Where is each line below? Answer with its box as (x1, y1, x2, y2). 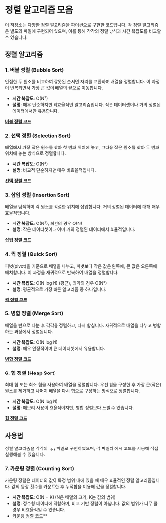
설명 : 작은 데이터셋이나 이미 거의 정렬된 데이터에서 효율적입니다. (12, 226, 136, 232)
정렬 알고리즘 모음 (5, 4, 73, 16)
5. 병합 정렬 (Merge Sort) (5, 310, 63, 317)
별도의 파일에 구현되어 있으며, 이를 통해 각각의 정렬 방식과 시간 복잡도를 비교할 (10, 28, 161, 34)
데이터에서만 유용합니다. (12, 108, 59, 114)
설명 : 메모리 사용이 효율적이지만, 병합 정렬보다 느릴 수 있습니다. (12, 405, 134, 411)
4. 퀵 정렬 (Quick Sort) (5, 251, 58, 258)
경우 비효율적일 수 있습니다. (12, 507, 66, 513)
